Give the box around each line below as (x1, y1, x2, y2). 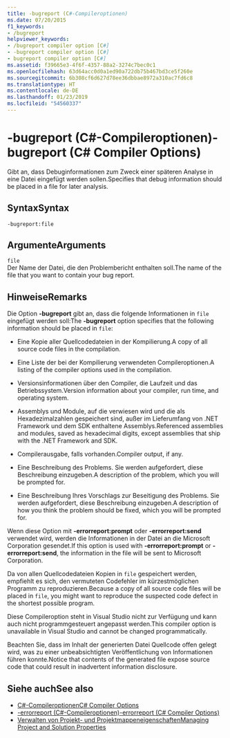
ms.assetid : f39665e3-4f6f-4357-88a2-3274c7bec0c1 (7, 62, 156, 68)
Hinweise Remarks (7, 291, 88, 303)
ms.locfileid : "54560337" (7, 100, 82, 107)
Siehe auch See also (7, 683, 94, 694)
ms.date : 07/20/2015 (7, 17, 67, 24)
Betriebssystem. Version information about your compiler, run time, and (17, 387, 219, 395)
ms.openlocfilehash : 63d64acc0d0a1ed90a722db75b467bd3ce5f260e (7, 68, 193, 75)
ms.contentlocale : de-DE (7, 87, 79, 94)
